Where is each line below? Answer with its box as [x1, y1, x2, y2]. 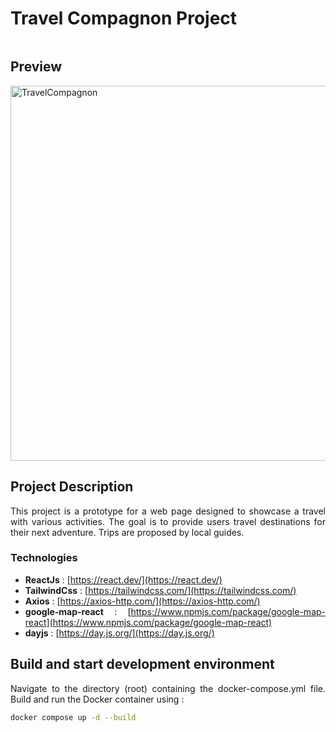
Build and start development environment [10, 656, 275, 673]
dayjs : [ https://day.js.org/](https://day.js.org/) [24, 627, 215, 639]
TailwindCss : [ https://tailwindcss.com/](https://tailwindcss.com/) [24, 584, 297, 596]
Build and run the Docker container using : [10, 693, 185, 705]
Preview [10, 58, 63, 76]
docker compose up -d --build [10, 712, 137, 722]
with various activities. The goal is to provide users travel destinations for [10, 515, 326, 527]
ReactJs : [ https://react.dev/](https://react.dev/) [24, 573, 223, 586]
